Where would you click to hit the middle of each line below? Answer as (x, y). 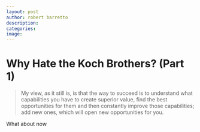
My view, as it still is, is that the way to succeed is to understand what (107, 93)
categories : (21, 28)
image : (14, 34)
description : (22, 23)
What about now (26, 124)
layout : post (22, 12)
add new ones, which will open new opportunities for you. (92, 112)
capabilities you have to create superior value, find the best (94, 100)
